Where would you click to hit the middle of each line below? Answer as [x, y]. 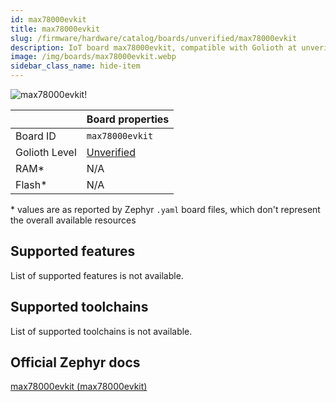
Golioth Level [46, 152]
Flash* [31, 184]
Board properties [128, 119]
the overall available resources [73, 220]
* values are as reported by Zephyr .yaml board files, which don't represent [165, 209]
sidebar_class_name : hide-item [75, 66]
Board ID [36, 136]
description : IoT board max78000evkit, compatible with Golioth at [154, 47]
